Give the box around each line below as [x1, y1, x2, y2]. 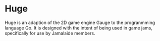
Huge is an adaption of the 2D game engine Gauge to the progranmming [5, 19, 155, 25]
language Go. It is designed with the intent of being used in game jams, [5, 24, 152, 30]
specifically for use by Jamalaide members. [5, 30, 95, 36]
